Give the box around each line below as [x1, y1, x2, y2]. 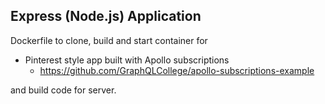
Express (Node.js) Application [10, 8, 202, 25]
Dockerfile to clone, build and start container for [10, 34, 208, 46]
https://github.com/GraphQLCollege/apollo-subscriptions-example [39, 64, 315, 76]
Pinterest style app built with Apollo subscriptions [24, 54, 230, 66]
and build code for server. [10, 84, 117, 96]
